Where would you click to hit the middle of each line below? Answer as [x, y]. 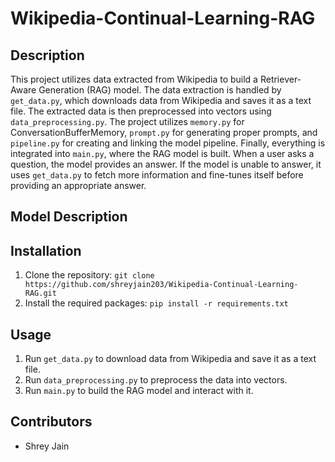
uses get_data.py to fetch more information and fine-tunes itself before [157, 175]
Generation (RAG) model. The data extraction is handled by [160, 90]
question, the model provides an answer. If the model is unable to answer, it [166, 164]
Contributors [51, 422]
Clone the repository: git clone [89, 275]
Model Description [69, 217]
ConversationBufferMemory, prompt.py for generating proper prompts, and [164, 132]
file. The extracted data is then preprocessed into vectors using [141, 111]
